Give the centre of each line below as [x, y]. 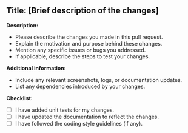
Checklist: [20, 98]
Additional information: [36, 68]
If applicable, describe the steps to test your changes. [82, 56]
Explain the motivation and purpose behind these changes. [89, 43]
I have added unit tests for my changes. [64, 110]
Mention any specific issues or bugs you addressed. [80, 50]
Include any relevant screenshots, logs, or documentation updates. [99, 80]
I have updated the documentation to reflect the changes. [87, 117]
